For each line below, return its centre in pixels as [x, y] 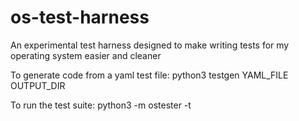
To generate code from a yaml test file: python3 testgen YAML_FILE [149, 75]
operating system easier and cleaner [86, 55]
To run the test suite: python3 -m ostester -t [101, 105]
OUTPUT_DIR [38, 85]
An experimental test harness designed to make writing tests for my [150, 45]
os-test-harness [80, 17]
